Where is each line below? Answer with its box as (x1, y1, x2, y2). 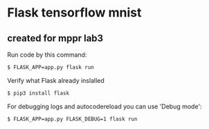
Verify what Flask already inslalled (7, 76, 105, 84)
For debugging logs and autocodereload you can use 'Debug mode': (7, 102, 202, 110)
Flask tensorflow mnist (7, 5, 142, 21)
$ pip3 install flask (7, 90, 70, 97)
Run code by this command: (7, 50, 87, 59)
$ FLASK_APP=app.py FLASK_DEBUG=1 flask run (7, 115, 138, 122)
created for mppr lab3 (7, 32, 104, 44)
